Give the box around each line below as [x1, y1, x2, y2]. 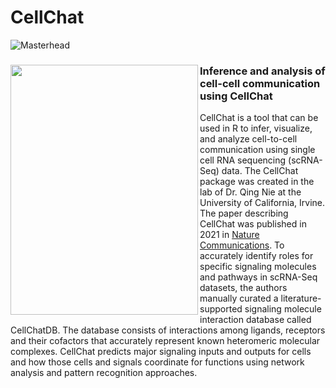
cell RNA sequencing [199, 154, 287, 166]
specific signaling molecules [199, 261, 317, 273]
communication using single [199, 144, 316, 156]
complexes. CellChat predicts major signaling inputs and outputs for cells [10, 346, 312, 358]
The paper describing [199, 207, 289, 220]
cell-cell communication [199, 76, 321, 90]
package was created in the [199, 176, 315, 188]
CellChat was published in [199, 218, 307, 230]
